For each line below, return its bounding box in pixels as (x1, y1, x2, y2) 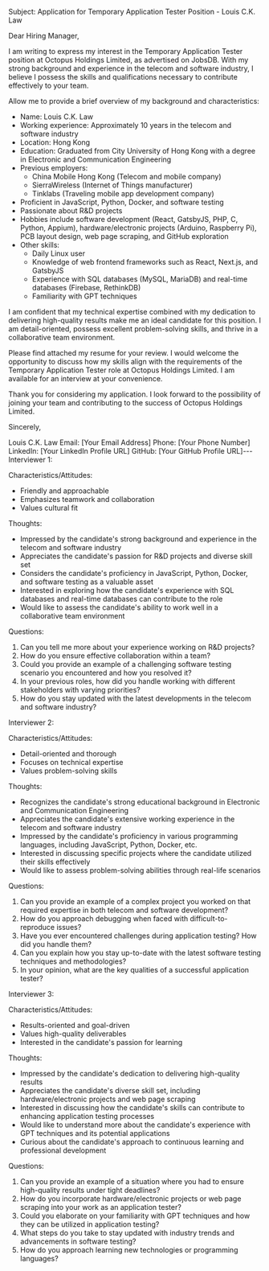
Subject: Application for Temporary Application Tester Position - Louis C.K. (8, 7, 255, 16)
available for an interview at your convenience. (8, 374, 163, 383)
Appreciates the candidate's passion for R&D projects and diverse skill (19, 551, 253, 561)
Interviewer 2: (8, 718, 55, 727)
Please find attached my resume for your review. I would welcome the (8, 348, 239, 357)
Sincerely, (8, 422, 42, 431)
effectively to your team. (8, 80, 89, 90)
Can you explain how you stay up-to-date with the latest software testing (19, 948, 262, 957)
